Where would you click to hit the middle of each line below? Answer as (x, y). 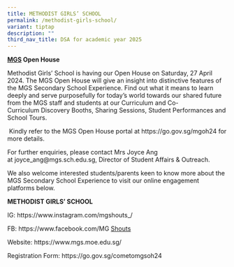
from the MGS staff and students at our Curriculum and (87, 103)
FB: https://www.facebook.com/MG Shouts (69, 229)
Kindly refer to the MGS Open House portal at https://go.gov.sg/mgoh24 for (118, 131)
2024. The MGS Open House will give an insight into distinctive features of (115, 80)
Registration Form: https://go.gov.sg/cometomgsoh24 (85, 256)
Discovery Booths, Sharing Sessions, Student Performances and (133, 110)
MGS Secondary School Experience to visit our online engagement (103, 181)
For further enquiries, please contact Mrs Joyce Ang (83, 152)
